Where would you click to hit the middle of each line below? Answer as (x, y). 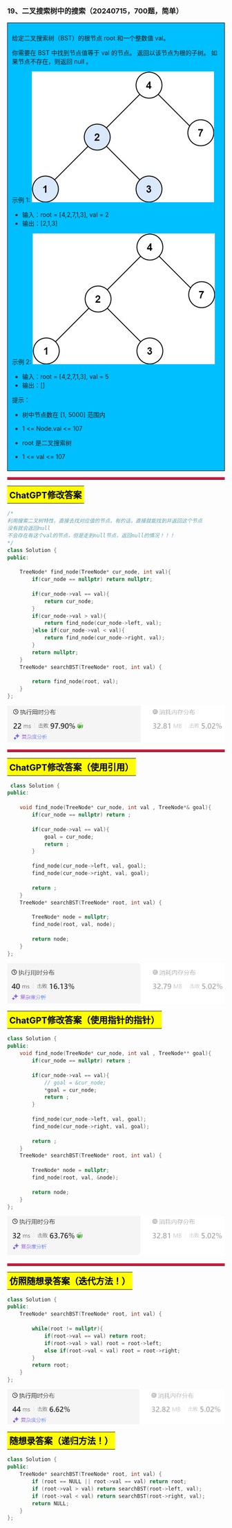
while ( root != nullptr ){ (68, 1329)
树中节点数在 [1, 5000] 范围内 (64, 415)
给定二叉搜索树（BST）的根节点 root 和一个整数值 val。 (91, 38)
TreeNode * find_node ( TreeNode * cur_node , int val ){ (95, 572)
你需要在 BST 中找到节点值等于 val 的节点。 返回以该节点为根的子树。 (111, 53)
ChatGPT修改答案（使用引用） (71, 767)
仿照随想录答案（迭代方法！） (70, 1281)
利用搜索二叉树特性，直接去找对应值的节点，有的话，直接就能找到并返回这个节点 (105, 521)
